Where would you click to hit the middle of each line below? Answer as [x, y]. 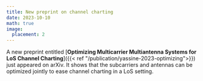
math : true [20, 23]
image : [15, 29]
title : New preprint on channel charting [60, 12]
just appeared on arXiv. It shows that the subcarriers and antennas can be [99, 65]
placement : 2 [28, 35]
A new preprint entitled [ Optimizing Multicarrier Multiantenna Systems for [102, 52]
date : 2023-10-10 [28, 18]
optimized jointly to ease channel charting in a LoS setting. [80, 71]
